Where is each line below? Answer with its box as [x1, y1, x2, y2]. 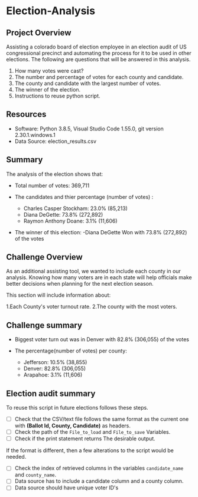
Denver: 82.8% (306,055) [23, 365, 86, 372]
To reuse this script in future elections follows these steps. [6, 404, 149, 411]
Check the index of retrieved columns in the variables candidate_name [14, 465, 184, 472]
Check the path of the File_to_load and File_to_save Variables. [14, 429, 171, 436]
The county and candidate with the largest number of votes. [14, 80, 161, 87]
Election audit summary [6, 388, 96, 398]
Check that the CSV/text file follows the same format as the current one [14, 416, 189, 423]
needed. [6, 453, 27, 460]
